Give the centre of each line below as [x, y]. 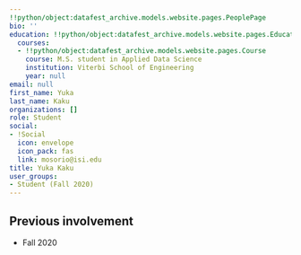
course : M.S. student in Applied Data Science [114, 59]
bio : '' [24, 26]
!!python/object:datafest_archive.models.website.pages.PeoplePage [138, 18]
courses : [34, 43]
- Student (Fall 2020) [52, 185]
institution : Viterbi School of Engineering [110, 68]
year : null [46, 76]
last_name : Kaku [39, 101]
